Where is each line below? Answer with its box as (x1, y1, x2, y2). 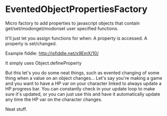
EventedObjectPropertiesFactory (5, 4, 148, 15)
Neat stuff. (5, 106, 27, 112)
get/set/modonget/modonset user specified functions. (5, 25, 119, 31)
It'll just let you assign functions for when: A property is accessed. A (5, 35, 148, 41)
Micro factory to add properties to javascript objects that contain (5, 20, 140, 26)
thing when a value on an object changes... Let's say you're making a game (5, 75, 162, 81)
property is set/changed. (5, 40, 57, 46)
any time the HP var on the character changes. (5, 96, 103, 102)
